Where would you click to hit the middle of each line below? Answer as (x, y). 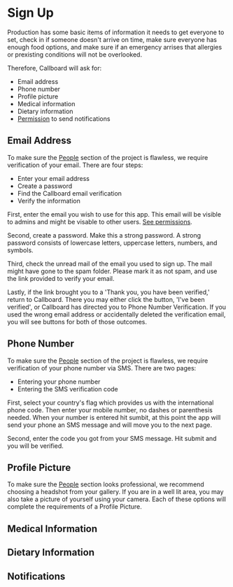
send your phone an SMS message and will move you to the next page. (110, 425)
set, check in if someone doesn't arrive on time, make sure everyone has (112, 39)
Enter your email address (53, 178)
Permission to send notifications (64, 118)
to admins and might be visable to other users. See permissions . (100, 222)
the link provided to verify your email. (61, 278)
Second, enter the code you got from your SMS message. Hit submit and (112, 438)
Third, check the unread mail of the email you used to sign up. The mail (110, 263)
